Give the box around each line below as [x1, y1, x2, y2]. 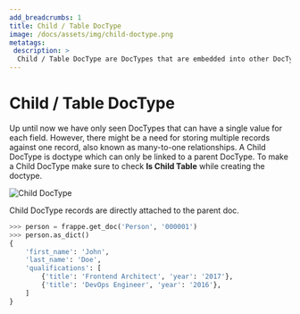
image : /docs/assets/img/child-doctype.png [9, 30, 174, 38]
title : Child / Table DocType [9, 21, 122, 30]
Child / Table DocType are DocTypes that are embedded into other [17, 55, 270, 64]
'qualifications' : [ [25, 264, 102, 273]
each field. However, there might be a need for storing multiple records [9, 132, 271, 143]
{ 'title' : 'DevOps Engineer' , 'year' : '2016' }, [41, 281, 221, 290]
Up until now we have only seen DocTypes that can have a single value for [9, 123, 283, 133]
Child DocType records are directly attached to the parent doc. [9, 205, 239, 216]
